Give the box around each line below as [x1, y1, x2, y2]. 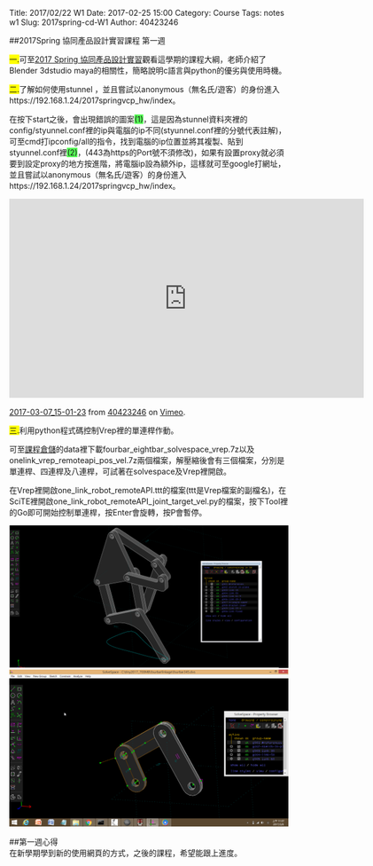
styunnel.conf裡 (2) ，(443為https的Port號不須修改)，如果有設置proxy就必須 [9, 147, 285, 158]
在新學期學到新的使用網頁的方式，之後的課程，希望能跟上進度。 [9, 847, 242, 858]
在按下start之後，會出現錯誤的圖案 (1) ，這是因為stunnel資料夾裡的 [9, 114, 248, 124]
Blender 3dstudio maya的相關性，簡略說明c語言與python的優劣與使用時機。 [9, 66, 287, 75]
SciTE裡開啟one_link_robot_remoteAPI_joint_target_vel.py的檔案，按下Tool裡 [9, 496, 289, 507]
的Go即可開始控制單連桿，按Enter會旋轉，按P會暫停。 [9, 508, 207, 517]
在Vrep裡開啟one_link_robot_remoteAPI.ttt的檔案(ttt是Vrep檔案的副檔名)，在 [9, 485, 287, 495]
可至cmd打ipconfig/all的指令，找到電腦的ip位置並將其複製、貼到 [9, 137, 244, 146]
